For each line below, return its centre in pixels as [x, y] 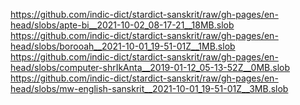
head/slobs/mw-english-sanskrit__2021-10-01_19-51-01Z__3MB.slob [149, 88]
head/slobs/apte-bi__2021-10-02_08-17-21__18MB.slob [122, 25]
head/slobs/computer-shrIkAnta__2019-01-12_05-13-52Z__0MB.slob [150, 67]
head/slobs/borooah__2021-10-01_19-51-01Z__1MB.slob [123, 46]
